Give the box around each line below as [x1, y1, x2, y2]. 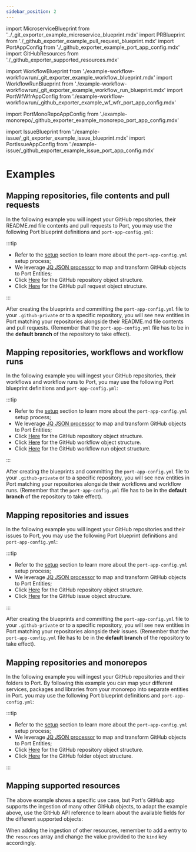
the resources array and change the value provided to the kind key [6, 833, 168, 840]
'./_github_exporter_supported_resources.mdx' [6, 56, 119, 63]
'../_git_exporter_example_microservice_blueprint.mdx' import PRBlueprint [6, 31, 185, 38]
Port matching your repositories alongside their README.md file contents [6, 318, 184, 325]
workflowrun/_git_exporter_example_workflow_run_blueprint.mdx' [6, 86, 166, 93]
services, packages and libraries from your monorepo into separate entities [6, 686, 189, 693]
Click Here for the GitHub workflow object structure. [14, 439, 141, 446]
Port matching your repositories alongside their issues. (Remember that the [6, 628, 188, 635]
